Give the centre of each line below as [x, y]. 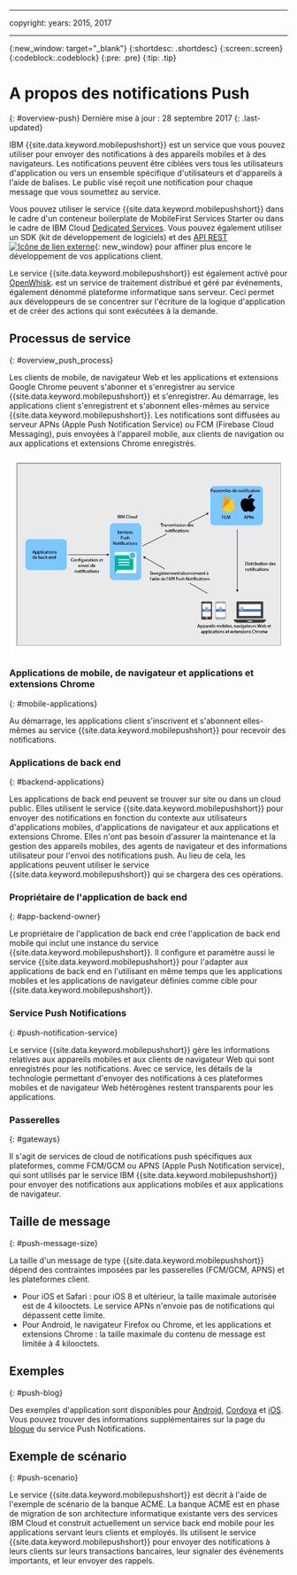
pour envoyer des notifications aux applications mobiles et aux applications [146, 1184]
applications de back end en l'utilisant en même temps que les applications [146, 971]
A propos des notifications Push [129, 94]
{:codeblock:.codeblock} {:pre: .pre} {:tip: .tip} [93, 58]
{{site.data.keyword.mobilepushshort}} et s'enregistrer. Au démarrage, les [144, 396]
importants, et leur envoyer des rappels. [82, 1561]
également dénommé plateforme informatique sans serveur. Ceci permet [142, 292]
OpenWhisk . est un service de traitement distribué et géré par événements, [146, 282]
